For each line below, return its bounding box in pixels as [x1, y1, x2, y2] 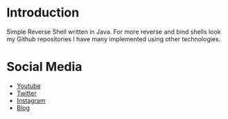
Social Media [6, 59, 82, 75]
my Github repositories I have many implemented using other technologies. [6, 34, 221, 43]
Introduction [6, 5, 80, 21]
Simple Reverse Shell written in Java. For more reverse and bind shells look [6, 28, 221, 36]
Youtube [16, 81, 41, 90]
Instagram [16, 96, 46, 105]
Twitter [16, 89, 37, 97]
